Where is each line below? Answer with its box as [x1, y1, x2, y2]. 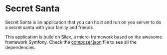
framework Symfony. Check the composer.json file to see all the [5, 39, 137, 45]
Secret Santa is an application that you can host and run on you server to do [5, 19, 162, 25]
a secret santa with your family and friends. [5, 24, 94, 30]
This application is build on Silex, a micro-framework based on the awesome [5, 34, 163, 40]
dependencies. [5, 44, 36, 50]
